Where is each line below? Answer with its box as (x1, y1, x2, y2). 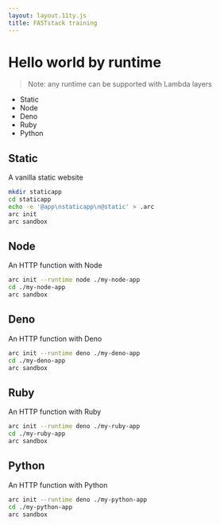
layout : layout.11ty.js (8, 11, 87, 20)
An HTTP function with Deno (8, 334, 102, 343)
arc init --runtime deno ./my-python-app (8, 496, 148, 504)
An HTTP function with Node (8, 261, 102, 270)
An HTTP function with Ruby (8, 407, 102, 417)
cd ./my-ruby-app (8, 430, 66, 438)
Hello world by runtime (8, 53, 161, 71)
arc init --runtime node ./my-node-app (8, 276, 141, 284)
